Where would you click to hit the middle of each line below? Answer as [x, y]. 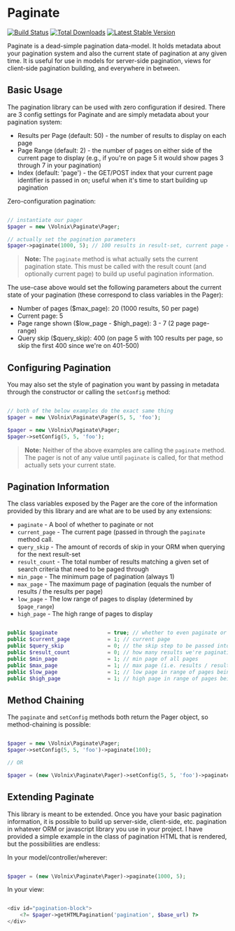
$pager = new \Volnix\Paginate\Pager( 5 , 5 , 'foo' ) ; [84, 417]
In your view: [26, 890]
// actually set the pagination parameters [72, 239]
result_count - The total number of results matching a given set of [113, 562]
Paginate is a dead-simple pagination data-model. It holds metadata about [114, 45]
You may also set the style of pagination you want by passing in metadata [113, 385]
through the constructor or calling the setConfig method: [89, 392]
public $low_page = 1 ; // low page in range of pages [111, 672]
